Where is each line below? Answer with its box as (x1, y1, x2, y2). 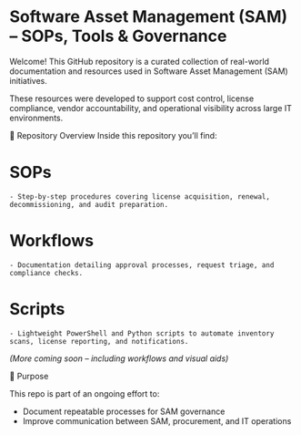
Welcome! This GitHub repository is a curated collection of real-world (9, 56, 270, 67)
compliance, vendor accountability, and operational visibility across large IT (9, 102, 293, 113)
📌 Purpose (9, 370, 49, 381)
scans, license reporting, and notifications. (9, 337, 189, 346)
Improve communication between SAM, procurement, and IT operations (22, 415, 292, 426)
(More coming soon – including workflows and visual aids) (9, 353, 229, 364)
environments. (9, 112, 64, 123)
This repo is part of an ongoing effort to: (9, 388, 160, 399)
